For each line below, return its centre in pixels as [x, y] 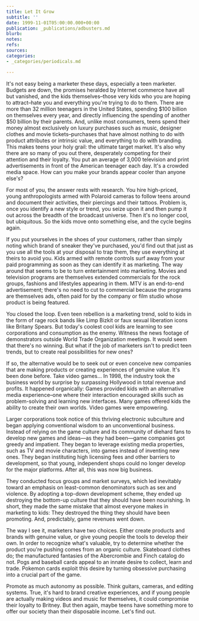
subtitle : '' [22, 17]
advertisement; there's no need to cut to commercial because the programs [99, 289]
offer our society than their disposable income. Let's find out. [81, 611]
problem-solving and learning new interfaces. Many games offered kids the [99, 401]
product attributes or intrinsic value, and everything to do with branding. [94, 140]
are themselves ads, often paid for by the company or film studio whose [94, 296]
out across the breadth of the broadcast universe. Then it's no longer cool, [97, 215]
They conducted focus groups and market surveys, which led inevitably [94, 481]
